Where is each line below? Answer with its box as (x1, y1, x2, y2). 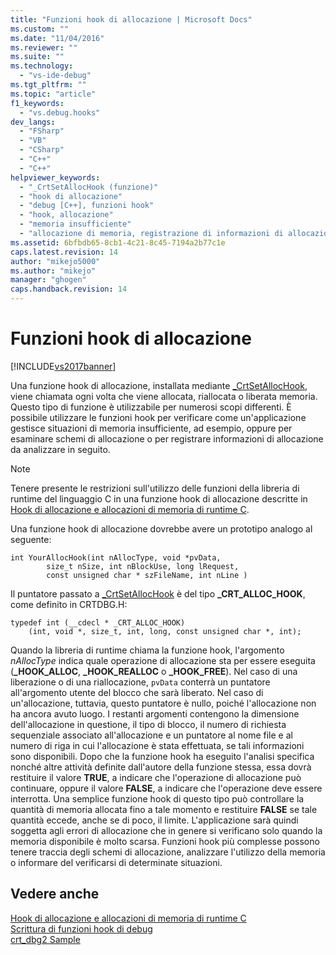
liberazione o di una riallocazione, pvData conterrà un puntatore (10, 676, 271, 688)
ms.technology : (10, 61, 74, 71)
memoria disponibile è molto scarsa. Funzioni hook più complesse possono (10, 835, 320, 847)
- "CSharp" (19, 145, 65, 155)
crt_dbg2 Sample (10, 933, 81, 945)
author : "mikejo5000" (10, 256, 101, 266)
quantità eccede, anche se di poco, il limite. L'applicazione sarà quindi (10, 814, 299, 826)
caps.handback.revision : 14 (10, 284, 128, 295)
